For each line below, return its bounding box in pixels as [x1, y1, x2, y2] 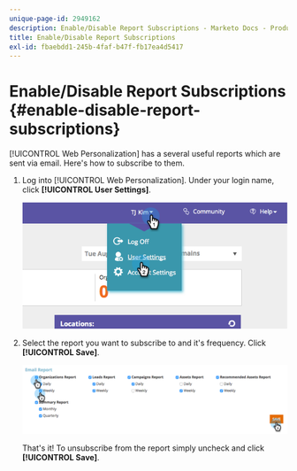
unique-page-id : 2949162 [9, 14, 101, 23]
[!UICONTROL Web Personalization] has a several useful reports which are [9, 149, 281, 159]
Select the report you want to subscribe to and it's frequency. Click [21, 337, 267, 349]
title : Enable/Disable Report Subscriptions [9, 33, 176, 42]
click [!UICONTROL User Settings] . [21, 184, 152, 195]
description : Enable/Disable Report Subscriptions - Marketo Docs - [9, 23, 267, 33]
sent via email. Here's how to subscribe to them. [9, 158, 186, 168]
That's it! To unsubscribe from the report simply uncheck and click [21, 443, 265, 453]
